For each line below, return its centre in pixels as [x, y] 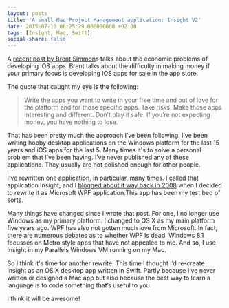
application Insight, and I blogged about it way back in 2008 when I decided [115, 185]
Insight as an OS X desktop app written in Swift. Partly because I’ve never [111, 271]
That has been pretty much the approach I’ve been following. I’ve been [108, 136]
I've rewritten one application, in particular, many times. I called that [103, 178]
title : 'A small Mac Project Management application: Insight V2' [104, 20]
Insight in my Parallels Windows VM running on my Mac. [87, 250]
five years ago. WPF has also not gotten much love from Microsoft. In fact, [112, 228]
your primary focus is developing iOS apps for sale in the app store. [102, 74]
